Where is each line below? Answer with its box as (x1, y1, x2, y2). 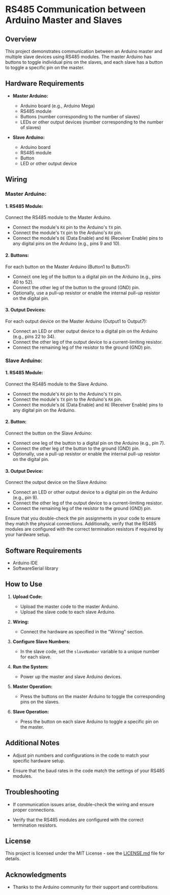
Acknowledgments (5, 871, 67, 879)
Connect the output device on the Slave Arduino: (5, 479, 108, 485)
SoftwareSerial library (12, 565, 59, 572)
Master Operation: (12, 683, 52, 689)
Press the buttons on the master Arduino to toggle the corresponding (20, 693, 165, 699)
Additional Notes (5, 738, 60, 748)
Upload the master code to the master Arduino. (20, 603, 119, 609)
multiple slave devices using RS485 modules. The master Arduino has (5, 54, 152, 60)
